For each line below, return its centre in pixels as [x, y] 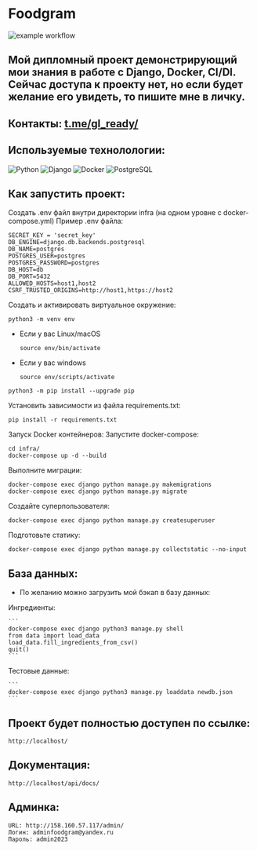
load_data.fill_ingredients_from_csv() [73, 643]
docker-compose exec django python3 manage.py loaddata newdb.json [121, 692]
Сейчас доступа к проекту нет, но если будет [126, 84]
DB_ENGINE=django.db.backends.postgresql [77, 243]
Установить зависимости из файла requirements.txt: [94, 406]
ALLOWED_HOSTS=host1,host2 [52, 283]
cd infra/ [24, 449]
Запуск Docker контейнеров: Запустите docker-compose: [104, 435]
